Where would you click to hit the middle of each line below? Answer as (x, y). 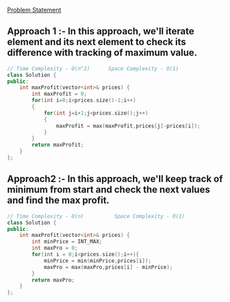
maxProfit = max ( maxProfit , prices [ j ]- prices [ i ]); (128, 126)
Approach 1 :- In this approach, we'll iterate (101, 31)
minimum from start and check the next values (108, 190)
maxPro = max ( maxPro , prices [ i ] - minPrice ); (108, 267)
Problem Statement (34, 10)
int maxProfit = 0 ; (60, 94)
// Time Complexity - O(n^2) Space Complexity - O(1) (93, 68)
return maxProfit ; (58, 145)
